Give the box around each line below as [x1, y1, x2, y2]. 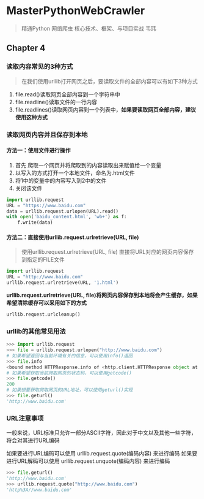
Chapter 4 [6, 43, 46, 53]
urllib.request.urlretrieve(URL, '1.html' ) [6, 280, 119, 286]
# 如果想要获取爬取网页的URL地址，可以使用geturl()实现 [6, 387, 133, 393]
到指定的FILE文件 [21, 256, 65, 264]
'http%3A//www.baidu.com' [6, 487, 72, 493]
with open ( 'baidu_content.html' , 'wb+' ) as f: [6, 214, 127, 220]
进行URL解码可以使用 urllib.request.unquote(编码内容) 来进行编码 [6, 457, 170, 465]
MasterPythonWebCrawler [6, 4, 145, 18]
